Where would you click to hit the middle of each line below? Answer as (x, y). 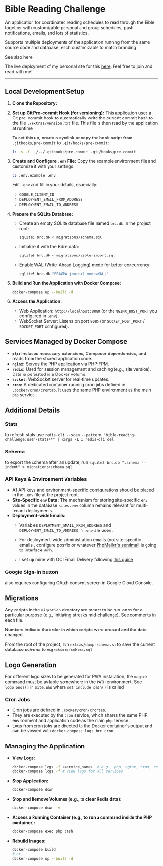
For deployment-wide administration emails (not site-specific (80, 540)
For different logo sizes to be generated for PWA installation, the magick (76, 677)
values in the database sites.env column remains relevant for (73, 505)
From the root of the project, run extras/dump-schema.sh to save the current (80, 644)
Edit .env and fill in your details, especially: (55, 184)
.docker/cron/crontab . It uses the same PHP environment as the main (81, 390)
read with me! (19, 71)
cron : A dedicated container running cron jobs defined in (69, 384)
